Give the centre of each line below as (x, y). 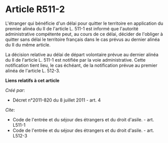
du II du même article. (28, 44)
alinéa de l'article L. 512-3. (33, 70)
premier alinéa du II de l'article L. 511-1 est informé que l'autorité (72, 28)
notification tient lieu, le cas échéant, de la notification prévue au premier (81, 65)
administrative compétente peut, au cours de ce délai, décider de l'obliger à (84, 34)
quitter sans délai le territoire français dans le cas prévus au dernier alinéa (83, 39)
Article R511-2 (35, 9)
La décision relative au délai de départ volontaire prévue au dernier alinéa (82, 55)
